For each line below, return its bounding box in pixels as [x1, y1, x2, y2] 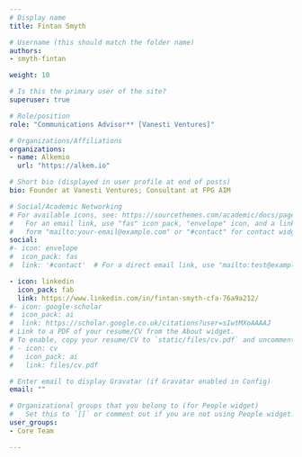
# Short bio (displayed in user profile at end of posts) [9, 177, 231, 187]
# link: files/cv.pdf [9, 361, 99, 370]
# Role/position [9, 112, 70, 121]
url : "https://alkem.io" [17, 161, 111, 171]
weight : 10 [9, 71, 50, 80]
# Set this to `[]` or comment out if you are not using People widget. [9, 410, 296, 419]
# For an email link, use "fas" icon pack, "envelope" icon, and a [9, 219, 276, 228]
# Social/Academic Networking [9, 202, 123, 211]
